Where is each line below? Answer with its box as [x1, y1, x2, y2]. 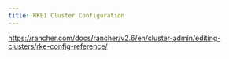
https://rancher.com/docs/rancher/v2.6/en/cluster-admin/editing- [8, 33, 221, 42]
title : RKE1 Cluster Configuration [8, 11, 125, 20]
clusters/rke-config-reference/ [8, 41, 108, 51]
